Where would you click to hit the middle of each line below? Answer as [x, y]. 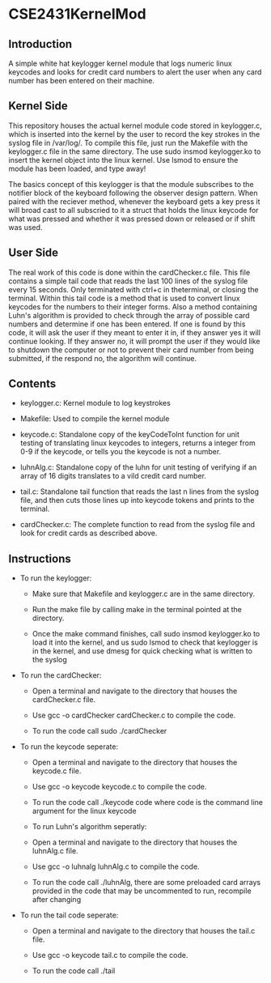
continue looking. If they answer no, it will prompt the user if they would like [134, 341]
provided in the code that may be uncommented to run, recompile [142, 891]
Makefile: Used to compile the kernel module [95, 419]
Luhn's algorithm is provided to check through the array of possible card [129, 315]
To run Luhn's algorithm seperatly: [89, 827]
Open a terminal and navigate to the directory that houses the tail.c [144, 931]
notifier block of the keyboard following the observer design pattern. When [133, 193]
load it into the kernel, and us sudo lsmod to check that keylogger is [145, 643]
